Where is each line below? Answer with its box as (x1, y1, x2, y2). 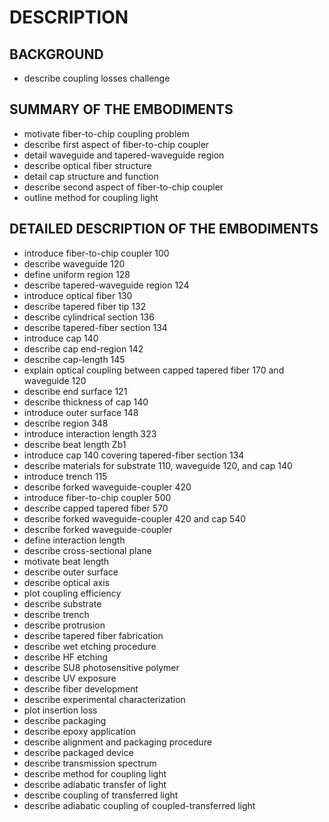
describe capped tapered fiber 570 (23, 502, 169, 514)
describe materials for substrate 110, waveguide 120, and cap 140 (23, 459, 293, 471)
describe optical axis (23, 576, 110, 588)
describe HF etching (23, 651, 109, 663)
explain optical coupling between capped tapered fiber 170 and (23, 364, 285, 376)
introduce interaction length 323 (23, 427, 157, 440)
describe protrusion (23, 619, 106, 631)
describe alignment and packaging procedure (23, 736, 212, 748)
